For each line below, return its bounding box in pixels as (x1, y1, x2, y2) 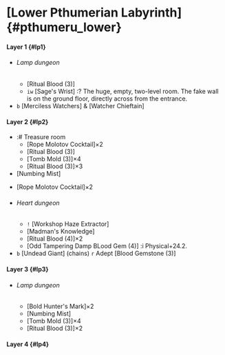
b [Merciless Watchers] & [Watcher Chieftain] (16, 101, 145, 110)
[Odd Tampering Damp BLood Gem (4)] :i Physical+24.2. (26, 242, 187, 250)
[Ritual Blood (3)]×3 (26, 162, 83, 170)
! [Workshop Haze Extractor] (26, 220, 109, 228)
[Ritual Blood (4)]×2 (26, 234, 83, 243)
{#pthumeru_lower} (6, 19, 122, 35)
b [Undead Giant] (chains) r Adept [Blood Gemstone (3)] (16, 250, 176, 258)
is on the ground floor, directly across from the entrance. (26, 94, 188, 103)
